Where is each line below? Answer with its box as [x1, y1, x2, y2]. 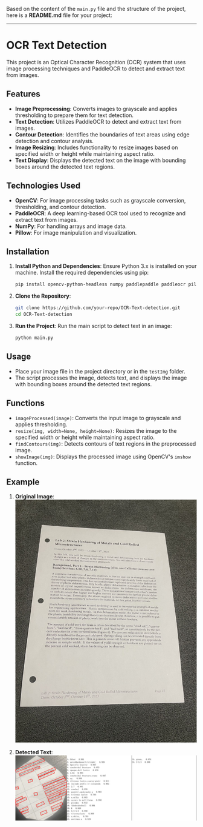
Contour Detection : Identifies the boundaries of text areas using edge [14, 130, 190, 138]
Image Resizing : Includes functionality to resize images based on [14, 144, 178, 151]
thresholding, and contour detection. [14, 203, 106, 210]
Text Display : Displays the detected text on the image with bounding [14, 156, 186, 164]
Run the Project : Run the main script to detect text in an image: [14, 323, 172, 329]
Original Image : [14, 493, 54, 500]
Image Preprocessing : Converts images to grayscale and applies [14, 105, 178, 112]
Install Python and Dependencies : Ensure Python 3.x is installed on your [14, 263, 197, 270]
